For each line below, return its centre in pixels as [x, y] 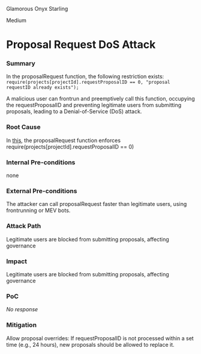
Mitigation [22, 325]
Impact [17, 261]
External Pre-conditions [42, 191]
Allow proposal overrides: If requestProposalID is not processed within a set [100, 338]
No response [22, 309]
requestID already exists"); [43, 88]
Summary [21, 64]
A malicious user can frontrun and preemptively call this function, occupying [100, 99]
